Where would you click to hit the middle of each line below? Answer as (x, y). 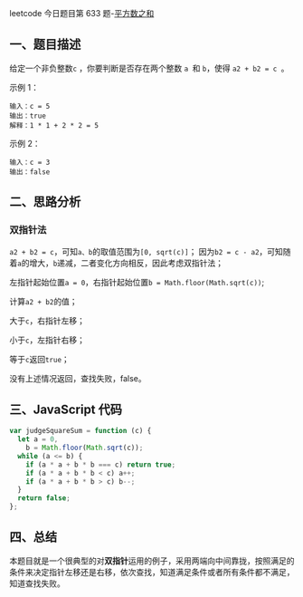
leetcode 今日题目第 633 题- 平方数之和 (82, 13)
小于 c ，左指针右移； (47, 340)
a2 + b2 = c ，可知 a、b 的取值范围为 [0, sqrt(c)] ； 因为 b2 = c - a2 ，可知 (146, 251)
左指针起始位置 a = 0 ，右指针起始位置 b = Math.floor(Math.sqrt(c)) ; (137, 282)
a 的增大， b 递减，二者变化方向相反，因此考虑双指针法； (121, 263)
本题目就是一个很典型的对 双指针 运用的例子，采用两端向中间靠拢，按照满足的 (152, 561)
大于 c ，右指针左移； (47, 321)
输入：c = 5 (30, 106)
